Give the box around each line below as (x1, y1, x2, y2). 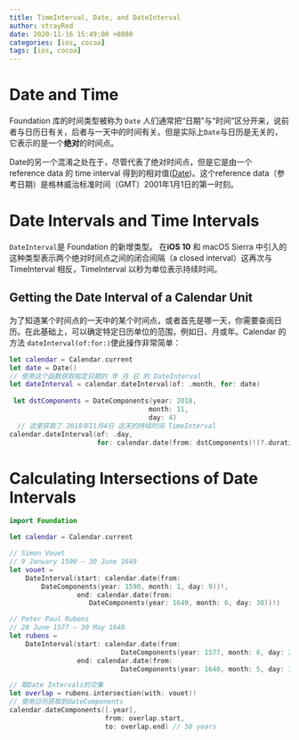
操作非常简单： (125, 337, 182, 348)
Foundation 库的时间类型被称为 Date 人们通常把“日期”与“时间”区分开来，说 (9, 115, 282, 126)
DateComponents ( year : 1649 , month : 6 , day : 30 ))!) (88, 599, 280, 608)
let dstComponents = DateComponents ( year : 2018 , (12, 396, 198, 406)
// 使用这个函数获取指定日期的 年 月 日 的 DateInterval (9, 371, 202, 380)
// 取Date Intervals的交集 (9, 680, 104, 690)
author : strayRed (9, 21, 74, 30)
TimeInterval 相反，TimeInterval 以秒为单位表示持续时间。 (9, 264, 222, 274)
